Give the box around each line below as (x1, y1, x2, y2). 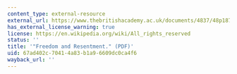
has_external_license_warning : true (7, 23, 115, 30)
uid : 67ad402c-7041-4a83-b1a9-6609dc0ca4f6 (7, 50, 138, 57)
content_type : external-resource (7, 10, 106, 18)
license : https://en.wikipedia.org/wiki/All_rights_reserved (7, 30, 191, 37)
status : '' (7, 37, 39, 44)
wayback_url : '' (7, 56, 55, 63)
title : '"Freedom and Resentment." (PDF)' (7, 43, 134, 50)
